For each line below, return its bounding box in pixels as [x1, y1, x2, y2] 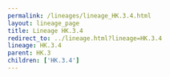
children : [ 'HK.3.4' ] [7, 57, 80, 65]
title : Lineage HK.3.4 [7, 26, 83, 34]
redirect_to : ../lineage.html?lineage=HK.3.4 [7, 34, 162, 43]
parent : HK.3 [7, 49, 51, 57]
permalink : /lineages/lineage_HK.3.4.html [7, 11, 152, 20]
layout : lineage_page [7, 19, 80, 27]
